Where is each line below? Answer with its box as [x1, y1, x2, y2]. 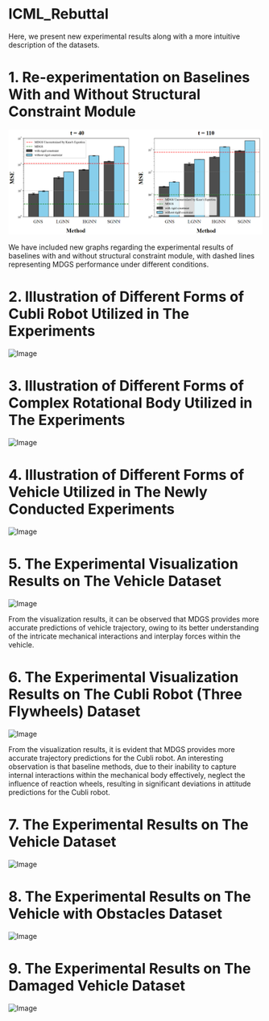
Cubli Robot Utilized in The [8, 305, 189, 323]
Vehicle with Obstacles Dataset [8, 905, 223, 923]
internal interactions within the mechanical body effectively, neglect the [8, 770, 246, 779]
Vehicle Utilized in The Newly [8, 483, 208, 502]
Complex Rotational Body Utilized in [8, 394, 253, 412]
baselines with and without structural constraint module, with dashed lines [8, 251, 255, 261]
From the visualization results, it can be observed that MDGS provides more [8, 614, 259, 624]
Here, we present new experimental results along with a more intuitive [8, 31, 240, 41]
